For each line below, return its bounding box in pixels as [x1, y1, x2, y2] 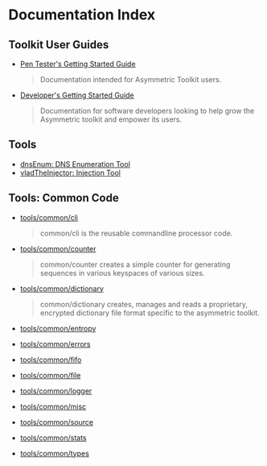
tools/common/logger [19, 385, 92, 396]
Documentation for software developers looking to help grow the [39, 106, 255, 115]
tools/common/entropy [19, 323, 97, 333]
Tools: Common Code [8, 191, 119, 205]
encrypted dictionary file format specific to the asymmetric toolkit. [39, 308, 260, 318]
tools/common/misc [19, 402, 87, 411]
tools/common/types [19, 448, 90, 458]
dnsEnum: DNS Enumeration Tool [19, 159, 131, 169]
